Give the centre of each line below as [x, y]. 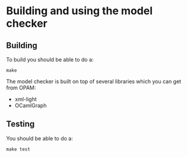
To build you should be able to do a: [50, 60]
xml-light [26, 99]
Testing [20, 124]
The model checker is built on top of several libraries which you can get [94, 81]
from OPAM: [21, 88]
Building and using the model [80, 11]
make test [18, 149]
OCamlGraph [31, 105]
